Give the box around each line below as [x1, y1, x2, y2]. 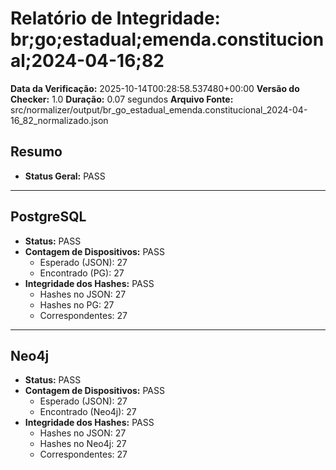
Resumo [10, 143, 63, 161]
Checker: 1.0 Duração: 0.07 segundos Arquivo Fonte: [10, 93, 234, 105]
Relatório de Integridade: [10, 7, 221, 30]
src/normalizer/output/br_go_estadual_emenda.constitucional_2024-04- [10, 103, 308, 116]
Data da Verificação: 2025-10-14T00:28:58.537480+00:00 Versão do [10, 82, 300, 94]
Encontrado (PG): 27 [39, 267, 125, 279]
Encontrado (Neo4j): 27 [39, 406, 137, 418]
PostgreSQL [10, 208, 87, 226]
